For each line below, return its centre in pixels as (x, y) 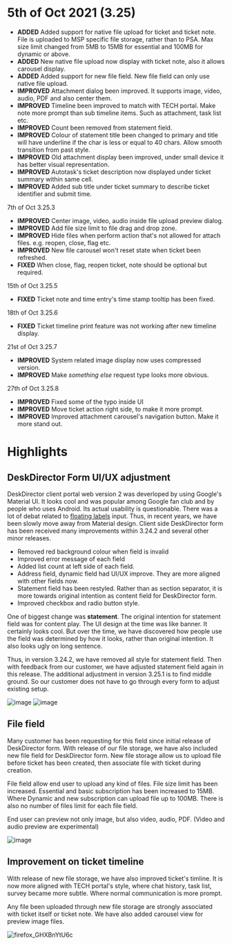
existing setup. (28, 689)
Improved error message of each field (71, 558)
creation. (20, 770)
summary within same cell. (55, 179)
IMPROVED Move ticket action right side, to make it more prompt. (110, 409)
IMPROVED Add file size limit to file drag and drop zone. (97, 228)
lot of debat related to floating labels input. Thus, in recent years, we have (112, 516)
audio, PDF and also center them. (65, 98)
